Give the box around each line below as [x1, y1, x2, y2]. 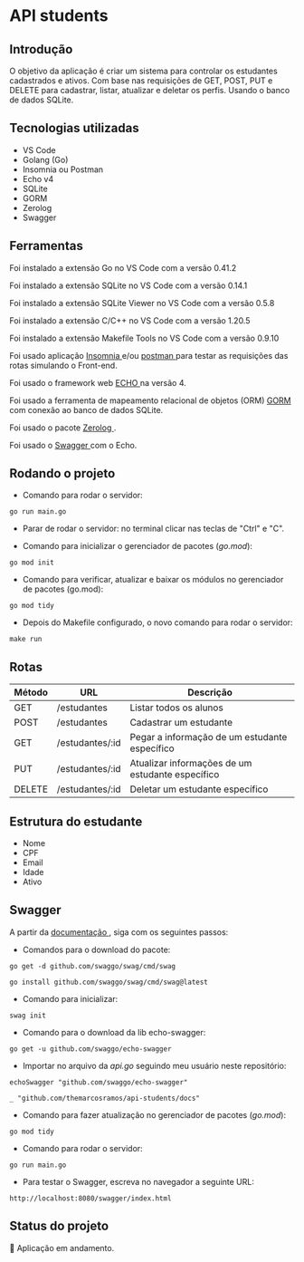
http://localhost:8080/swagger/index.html [9, 1193, 172, 1203]
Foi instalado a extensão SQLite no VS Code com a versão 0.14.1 [9, 280, 248, 291]
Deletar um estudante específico [129, 783, 269, 795]
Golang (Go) [22, 154, 69, 165]
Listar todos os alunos [129, 701, 223, 714]
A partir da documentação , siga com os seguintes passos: [9, 926, 229, 938]
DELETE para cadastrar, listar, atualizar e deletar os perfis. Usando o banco [9, 85, 290, 95]
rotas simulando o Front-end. [9, 360, 118, 371]
